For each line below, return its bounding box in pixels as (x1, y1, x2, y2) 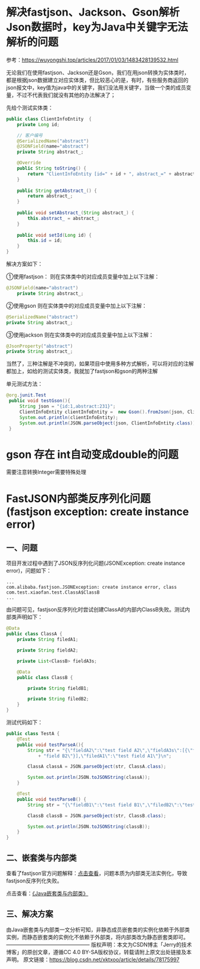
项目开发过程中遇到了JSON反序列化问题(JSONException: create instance (6, 560, 186, 567)
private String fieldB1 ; (27, 685, 89, 691)
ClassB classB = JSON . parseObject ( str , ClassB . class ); (27, 812, 167, 819)
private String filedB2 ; (27, 696, 89, 702)
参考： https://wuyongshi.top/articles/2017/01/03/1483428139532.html (6, 56, 179, 63)
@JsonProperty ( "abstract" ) (6, 343, 73, 349)
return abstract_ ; (27, 193, 73, 199)
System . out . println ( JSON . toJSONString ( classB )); (27, 823, 151, 830)
